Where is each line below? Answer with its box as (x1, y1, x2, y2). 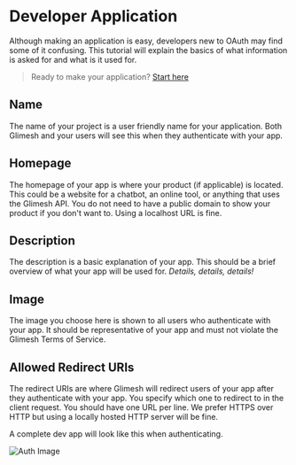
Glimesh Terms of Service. (9, 334, 106, 345)
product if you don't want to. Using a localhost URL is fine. (9, 207, 222, 218)
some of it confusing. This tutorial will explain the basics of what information (9, 44, 288, 55)
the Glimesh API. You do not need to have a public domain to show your (9, 198, 271, 209)
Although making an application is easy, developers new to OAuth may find (9, 35, 284, 46)
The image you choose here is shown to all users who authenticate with (9, 315, 271, 326)
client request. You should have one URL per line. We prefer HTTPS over (9, 402, 274, 413)
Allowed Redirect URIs (9, 360, 135, 375)
